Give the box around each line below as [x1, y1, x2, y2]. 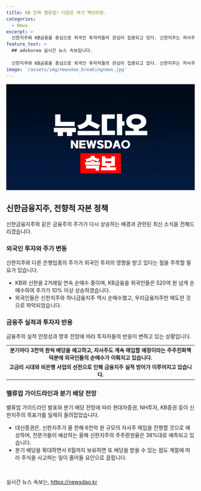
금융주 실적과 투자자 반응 [6, 318, 73, 326]
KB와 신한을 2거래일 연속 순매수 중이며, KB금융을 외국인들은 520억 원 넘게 [14, 279, 188, 287]
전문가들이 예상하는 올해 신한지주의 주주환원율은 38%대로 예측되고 [32, 432, 188, 439]
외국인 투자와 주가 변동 [6, 244, 68, 253]
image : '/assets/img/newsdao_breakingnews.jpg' [6, 66, 127, 72]
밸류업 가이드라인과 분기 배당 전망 [6, 389, 97, 398]
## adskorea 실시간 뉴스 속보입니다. [11, 48, 93, 54]
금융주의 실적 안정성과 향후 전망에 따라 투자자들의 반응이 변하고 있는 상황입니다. [6, 333, 191, 340]
